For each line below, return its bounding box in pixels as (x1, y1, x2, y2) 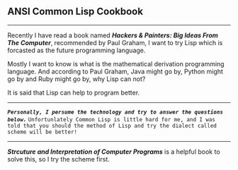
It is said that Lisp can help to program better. (7, 88, 140, 97)
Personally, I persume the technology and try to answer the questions (7, 109, 223, 116)
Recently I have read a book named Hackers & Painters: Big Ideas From (7, 31, 218, 40)
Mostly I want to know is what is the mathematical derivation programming (7, 59, 225, 68)
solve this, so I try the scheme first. (7, 154, 110, 163)
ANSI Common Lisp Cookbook (7, 6, 144, 18)
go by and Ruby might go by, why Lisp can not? (7, 74, 146, 83)
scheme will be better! (7, 128, 78, 135)
